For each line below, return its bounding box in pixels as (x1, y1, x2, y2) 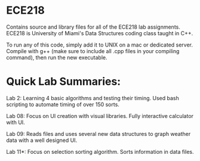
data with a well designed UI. (6, 137, 78, 144)
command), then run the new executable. (6, 54, 107, 61)
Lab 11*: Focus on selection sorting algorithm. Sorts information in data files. (6, 148, 194, 155)
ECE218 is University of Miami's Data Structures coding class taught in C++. (6, 29, 193, 36)
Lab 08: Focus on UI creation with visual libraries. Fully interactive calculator (6, 112, 194, 119)
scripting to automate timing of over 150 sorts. (6, 101, 119, 108)
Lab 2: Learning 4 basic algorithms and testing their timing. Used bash (6, 94, 179, 101)
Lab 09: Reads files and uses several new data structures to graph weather (6, 130, 191, 137)
